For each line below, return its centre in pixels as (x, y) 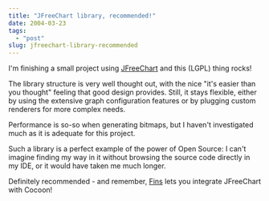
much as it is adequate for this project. (72, 134)
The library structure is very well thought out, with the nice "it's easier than (132, 84)
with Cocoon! (31, 190)
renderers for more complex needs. (67, 110)
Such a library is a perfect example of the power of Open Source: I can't (127, 149)
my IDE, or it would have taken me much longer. (87, 166)
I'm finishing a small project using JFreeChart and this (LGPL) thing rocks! (130, 68)
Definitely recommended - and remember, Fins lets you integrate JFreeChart (135, 182)
